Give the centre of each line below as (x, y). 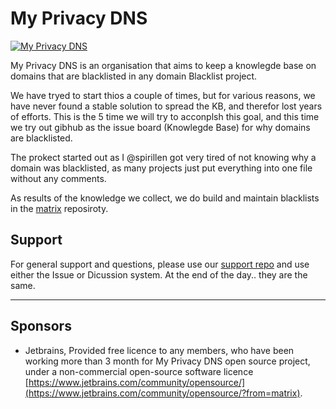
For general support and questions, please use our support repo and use (160, 264)
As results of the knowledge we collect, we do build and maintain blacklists (165, 198)
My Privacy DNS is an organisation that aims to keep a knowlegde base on (163, 65)
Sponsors (41, 326)
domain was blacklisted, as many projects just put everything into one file (161, 168)
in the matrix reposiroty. (59, 208)
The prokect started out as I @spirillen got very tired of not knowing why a (163, 157)
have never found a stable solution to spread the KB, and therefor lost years (166, 106)
